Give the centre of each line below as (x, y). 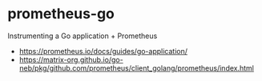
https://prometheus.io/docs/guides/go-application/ (103, 51)
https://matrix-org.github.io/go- (71, 60)
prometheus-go (61, 14)
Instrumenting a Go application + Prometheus (83, 36)
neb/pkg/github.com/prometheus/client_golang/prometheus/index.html (136, 67)
